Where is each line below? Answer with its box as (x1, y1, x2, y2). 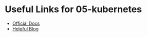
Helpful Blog (12, 25, 39, 31)
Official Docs (12, 20, 40, 26)
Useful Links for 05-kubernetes (5, 4, 142, 15)
